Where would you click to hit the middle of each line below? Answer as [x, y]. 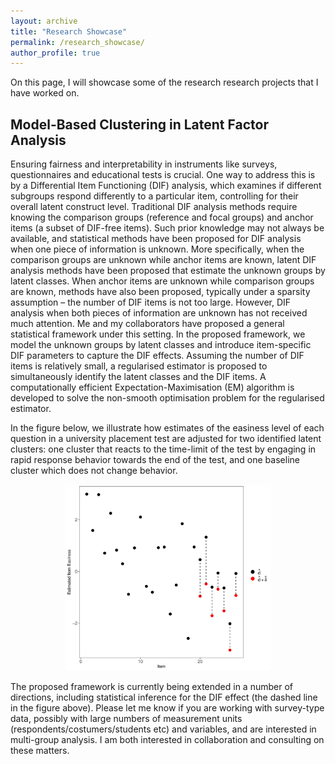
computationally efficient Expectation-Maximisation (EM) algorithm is [152, 387]
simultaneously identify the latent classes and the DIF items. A [138, 377]
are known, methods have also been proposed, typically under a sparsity [160, 292]
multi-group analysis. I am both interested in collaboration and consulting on [167, 739]
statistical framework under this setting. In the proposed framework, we [158, 334]
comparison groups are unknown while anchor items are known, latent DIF [163, 260]
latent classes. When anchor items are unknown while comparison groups [162, 281]
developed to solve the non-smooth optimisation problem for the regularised [167, 398]
